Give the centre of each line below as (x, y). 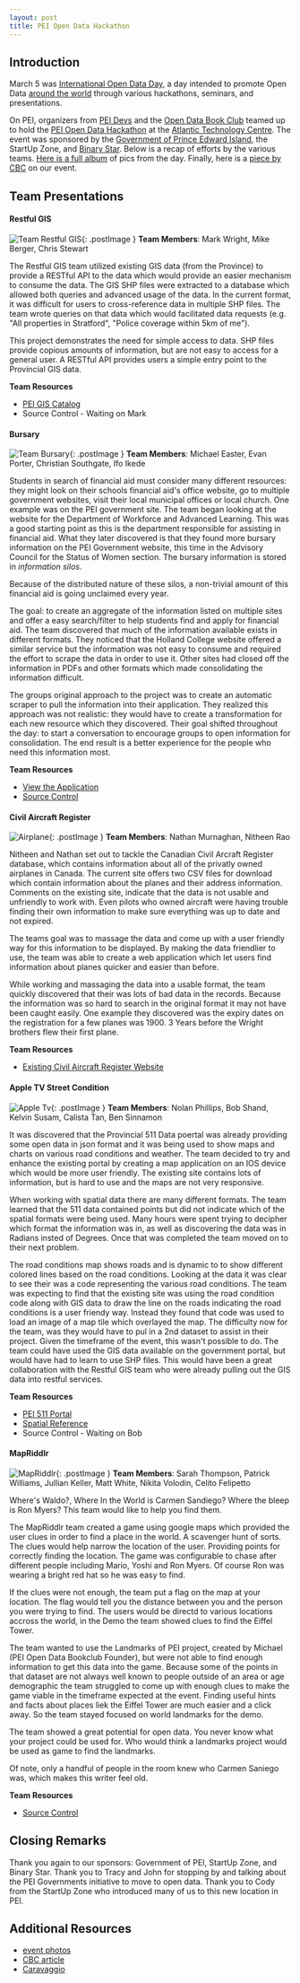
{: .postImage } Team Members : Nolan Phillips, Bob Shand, (159, 1107)
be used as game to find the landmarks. (82, 1751)
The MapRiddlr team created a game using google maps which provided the (150, 1527)
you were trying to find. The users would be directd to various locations (141, 1611)
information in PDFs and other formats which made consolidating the (136, 668)
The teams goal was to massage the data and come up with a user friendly (147, 939)
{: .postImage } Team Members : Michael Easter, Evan (168, 454)
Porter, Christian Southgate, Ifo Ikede (77, 464)
